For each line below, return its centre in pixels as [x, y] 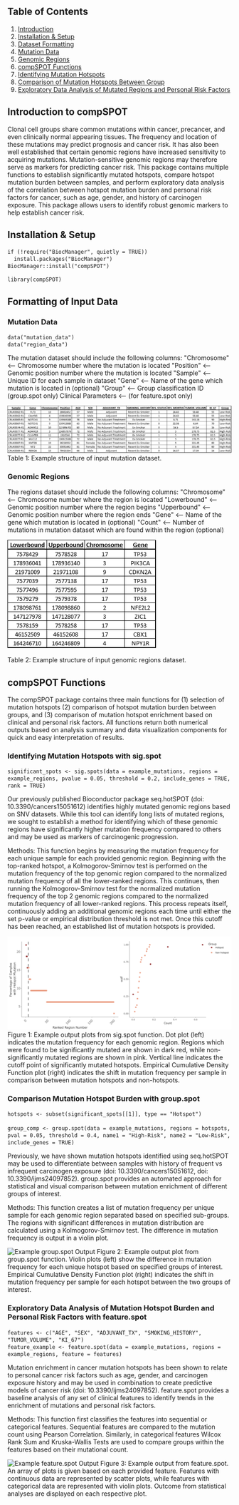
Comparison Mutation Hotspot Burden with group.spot [104, 1099]
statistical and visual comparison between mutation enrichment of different [117, 1186]
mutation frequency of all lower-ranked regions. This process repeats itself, [118, 904]
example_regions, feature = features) [65, 1354]
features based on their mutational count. [68, 1449]
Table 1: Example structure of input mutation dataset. [85, 458]
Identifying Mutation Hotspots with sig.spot [84, 756]
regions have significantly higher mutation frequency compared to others [115, 829]
